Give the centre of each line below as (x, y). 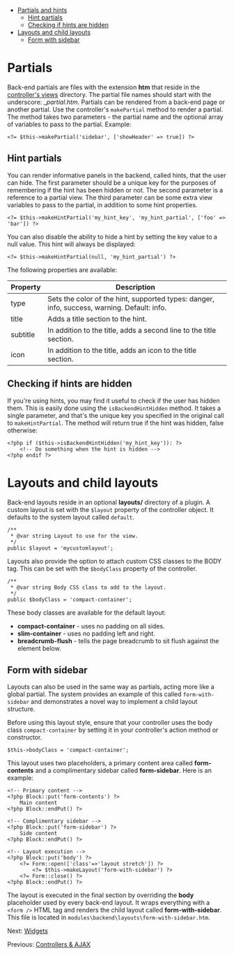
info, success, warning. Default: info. (107, 308)
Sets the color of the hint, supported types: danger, (131, 299)
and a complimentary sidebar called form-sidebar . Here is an (124, 771)
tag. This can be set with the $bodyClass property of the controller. (102, 569)
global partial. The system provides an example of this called (94, 694)
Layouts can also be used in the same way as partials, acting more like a (111, 687)
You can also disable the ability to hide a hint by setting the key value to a (112, 236)
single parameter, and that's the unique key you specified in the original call (116, 415)
